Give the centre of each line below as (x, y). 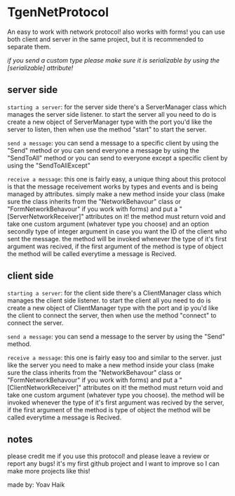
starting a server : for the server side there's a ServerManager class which (117, 107)
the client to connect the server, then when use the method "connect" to (112, 315)
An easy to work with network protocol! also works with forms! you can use (116, 32)
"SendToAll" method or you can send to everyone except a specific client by (117, 158)
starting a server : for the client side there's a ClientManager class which (114, 293)
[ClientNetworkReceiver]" (45, 387)
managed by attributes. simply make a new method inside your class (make (116, 193)
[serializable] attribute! (40, 68)
